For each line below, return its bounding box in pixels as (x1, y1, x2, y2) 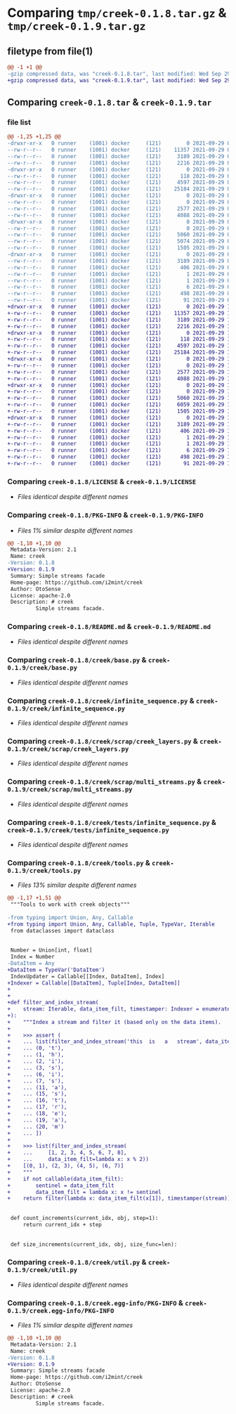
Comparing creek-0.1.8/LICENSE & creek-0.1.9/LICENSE (7, 476, 197, 486)
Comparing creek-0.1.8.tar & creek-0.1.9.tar (7, 96, 212, 108)
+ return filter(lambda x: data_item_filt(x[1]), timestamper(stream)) (7, 1195, 231, 1202)
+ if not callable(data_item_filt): (7, 1175, 124, 1182)
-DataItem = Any (7, 959, 55, 967)
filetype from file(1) (7, 45, 93, 57)
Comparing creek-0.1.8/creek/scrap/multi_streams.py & (7, 777, 202, 786)
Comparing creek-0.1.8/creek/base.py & (7, 655, 147, 665)
